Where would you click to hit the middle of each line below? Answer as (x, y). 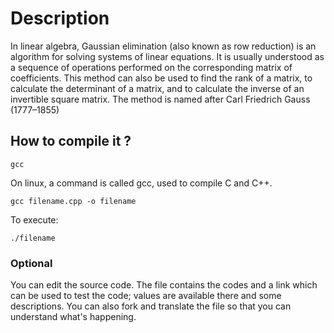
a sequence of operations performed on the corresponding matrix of (151, 67)
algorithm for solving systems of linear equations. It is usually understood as (167, 56)
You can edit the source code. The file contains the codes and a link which (164, 285)
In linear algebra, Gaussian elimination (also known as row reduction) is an (163, 46)
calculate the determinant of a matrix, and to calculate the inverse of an (157, 88)
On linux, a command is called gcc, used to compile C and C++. (141, 183)
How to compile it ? (71, 141)
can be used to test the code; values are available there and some (146, 296)
